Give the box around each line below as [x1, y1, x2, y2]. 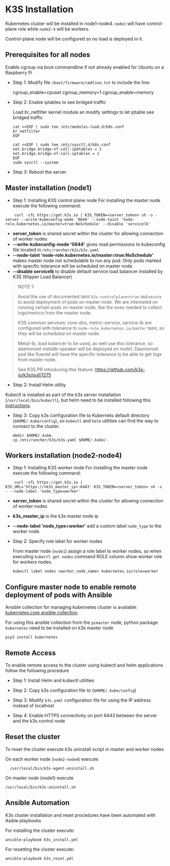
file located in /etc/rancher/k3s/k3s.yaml [12, 246, 99, 253]
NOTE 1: [17, 283, 35, 290]
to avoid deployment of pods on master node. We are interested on [17, 299, 158, 305]
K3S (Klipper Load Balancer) [12, 274, 73, 280]
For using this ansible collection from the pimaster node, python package [5, 619, 158, 625]
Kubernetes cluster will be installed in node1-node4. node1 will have [5, 20, 146, 27]
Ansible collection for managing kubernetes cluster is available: [5, 604, 138, 610]
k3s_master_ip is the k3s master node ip [12, 513, 99, 519]
